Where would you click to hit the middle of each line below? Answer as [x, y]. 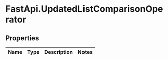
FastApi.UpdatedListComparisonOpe [84, 9]
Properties [22, 38]
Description [59, 52]
